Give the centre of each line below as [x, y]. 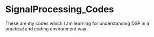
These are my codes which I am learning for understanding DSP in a [78, 23]
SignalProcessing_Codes [60, 9]
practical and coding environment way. [46, 28]
